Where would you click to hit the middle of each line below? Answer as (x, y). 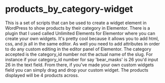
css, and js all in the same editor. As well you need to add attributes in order (82, 43)
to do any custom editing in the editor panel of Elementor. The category (78, 49)
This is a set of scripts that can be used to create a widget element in (76, 23)
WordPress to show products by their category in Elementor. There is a (78, 28)
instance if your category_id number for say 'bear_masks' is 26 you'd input (82, 59)
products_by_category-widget (69, 9)
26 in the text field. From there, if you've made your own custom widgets (80, 65)
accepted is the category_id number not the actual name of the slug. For (79, 54)
